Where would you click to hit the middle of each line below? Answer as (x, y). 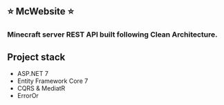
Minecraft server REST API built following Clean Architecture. (112, 35)
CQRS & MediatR (41, 88)
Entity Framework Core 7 (53, 81)
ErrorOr (28, 96)
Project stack (36, 57)
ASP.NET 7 (32, 74)
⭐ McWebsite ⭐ (41, 11)
